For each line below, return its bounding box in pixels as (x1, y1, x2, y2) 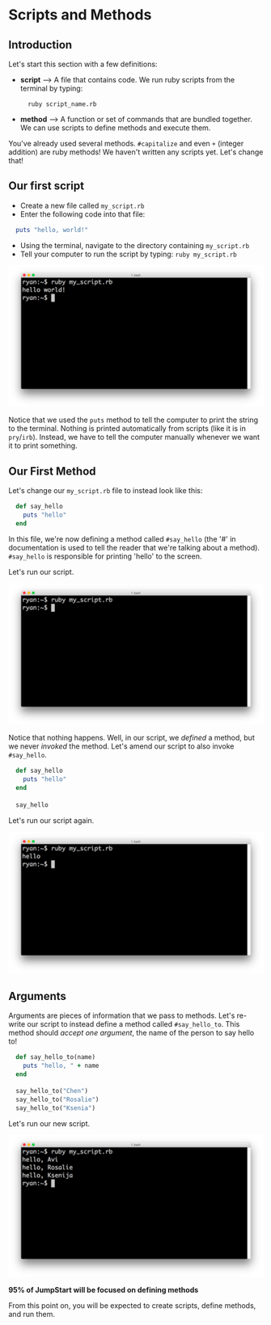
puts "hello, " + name (23, 1061, 100, 1070)
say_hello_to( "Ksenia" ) (15, 1104, 95, 1112)
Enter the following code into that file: (19, 209, 146, 219)
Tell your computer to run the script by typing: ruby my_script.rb (19, 249, 237, 259)
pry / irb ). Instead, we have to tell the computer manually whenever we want (8, 433, 260, 442)
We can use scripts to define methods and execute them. (19, 123, 211, 133)
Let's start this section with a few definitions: (8, 59, 158, 69)
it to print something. (8, 441, 78, 450)
